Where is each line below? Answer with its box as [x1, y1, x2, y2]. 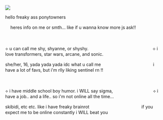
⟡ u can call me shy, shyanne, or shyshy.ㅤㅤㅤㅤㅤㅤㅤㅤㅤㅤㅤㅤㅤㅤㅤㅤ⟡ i [5, 46, 158, 51]
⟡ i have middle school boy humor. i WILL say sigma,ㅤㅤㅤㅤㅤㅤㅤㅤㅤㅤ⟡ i [5, 88, 159, 94]
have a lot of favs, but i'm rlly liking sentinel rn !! [5, 67, 104, 73]
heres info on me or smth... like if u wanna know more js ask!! [10, 24, 136, 30]
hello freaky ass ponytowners [5, 14, 66, 20]
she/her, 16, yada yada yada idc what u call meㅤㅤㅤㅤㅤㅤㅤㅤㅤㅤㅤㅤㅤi [5, 62, 155, 67]
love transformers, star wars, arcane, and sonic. [5, 51, 104, 57]
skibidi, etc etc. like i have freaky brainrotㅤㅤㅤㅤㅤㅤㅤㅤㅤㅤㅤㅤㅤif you [5, 104, 154, 110]
